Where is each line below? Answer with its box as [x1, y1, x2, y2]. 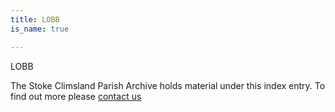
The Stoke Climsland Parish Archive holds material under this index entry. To [10, 79, 326, 91]
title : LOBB [10, 14, 60, 25]
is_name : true [10, 24, 70, 34]
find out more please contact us [10, 90, 142, 102]
